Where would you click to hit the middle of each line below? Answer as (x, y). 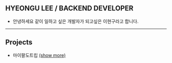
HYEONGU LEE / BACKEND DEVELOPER (69, 8)
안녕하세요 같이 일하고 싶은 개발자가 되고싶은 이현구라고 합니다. (76, 21)
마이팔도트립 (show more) (39, 55)
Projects (19, 42)
